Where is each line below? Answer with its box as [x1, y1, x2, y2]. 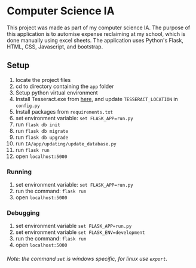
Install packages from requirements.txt [15, 108, 113, 115]
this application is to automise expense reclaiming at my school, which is [7, 30, 186, 37]
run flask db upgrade [15, 133, 69, 141]
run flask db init [15, 121, 60, 128]
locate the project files [15, 76, 71, 83]
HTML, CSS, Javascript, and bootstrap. [7, 43, 103, 50]
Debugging [7, 208, 40, 217]
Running [7, 167, 32, 176]
